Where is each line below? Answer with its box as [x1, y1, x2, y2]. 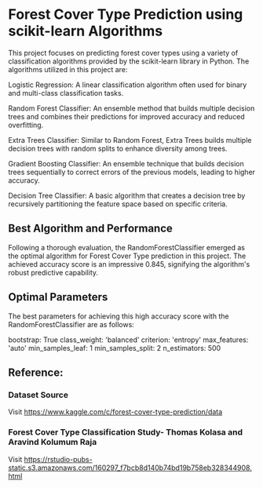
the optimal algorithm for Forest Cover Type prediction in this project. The [8, 251, 247, 260]
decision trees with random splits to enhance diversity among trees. [8, 144, 228, 153]
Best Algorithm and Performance [8, 222, 173, 235]
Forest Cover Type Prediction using [8, 5, 243, 24]
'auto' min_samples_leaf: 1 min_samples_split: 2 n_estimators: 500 [8, 343, 221, 352]
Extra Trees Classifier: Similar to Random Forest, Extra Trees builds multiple [8, 135, 252, 144]
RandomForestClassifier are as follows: [8, 319, 135, 329]
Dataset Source [8, 389, 69, 400]
